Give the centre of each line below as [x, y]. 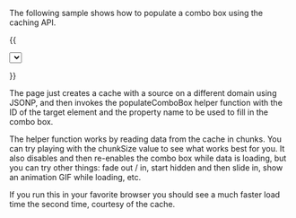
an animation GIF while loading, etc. [75, 177]
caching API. [33, 22]
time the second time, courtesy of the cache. [92, 204]
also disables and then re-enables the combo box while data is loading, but [148, 158]
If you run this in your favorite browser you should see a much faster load [145, 195]
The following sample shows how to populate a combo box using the [136, 13]
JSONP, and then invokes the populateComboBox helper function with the [146, 103]
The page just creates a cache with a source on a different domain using [143, 93]
